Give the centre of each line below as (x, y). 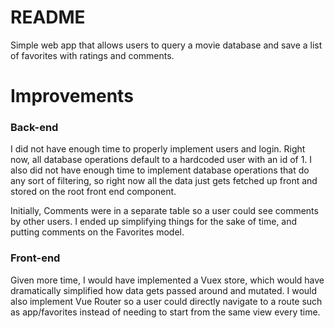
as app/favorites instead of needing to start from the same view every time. (165, 312)
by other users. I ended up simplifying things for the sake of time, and (154, 222)
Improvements (72, 96)
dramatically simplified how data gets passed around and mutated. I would (164, 290)
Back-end (34, 128)
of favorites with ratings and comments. (92, 55)
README (48, 17)
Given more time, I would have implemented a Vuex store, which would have (167, 280)
